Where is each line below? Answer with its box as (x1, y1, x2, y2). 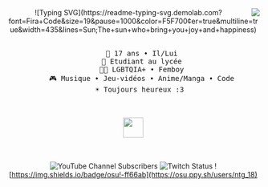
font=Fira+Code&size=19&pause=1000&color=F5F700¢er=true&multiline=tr (8, 16, 258, 26)
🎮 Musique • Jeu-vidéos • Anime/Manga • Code (49, 74, 235, 83)
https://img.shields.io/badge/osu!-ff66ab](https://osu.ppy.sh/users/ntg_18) (11, 170, 258, 179)
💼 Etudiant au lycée (101, 57, 182, 66)
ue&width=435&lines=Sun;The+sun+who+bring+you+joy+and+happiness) (10, 25, 257, 35)
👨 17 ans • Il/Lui (105, 49, 178, 58)
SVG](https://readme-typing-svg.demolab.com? (63, 8, 223, 17)
